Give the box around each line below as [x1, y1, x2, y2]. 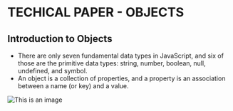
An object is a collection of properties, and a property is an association [17, 74, 226, 83]
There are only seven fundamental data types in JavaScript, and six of [17, 51, 224, 60]
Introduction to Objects [7, 33, 113, 45]
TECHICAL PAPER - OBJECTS [7, 4, 185, 21]
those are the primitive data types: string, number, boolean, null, [17, 59, 206, 68]
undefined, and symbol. [17, 67, 88, 75]
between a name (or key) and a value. [17, 82, 130, 90]
